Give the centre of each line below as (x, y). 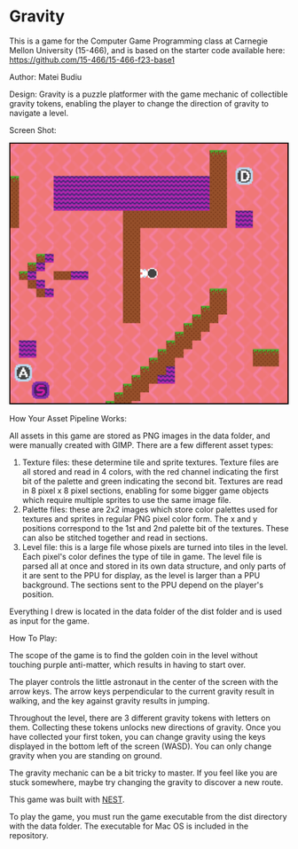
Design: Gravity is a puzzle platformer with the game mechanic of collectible (149, 94)
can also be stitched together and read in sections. (115, 538)
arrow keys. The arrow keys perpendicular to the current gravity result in (142, 692)
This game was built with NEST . (67, 799)
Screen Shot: (33, 130)
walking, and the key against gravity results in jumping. (110, 701)
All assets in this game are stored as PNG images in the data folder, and (140, 436)
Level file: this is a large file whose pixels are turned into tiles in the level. (155, 547)
